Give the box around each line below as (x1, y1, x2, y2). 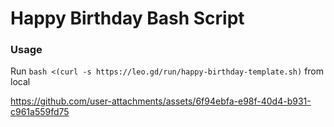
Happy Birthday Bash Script (10, 7, 245, 30)
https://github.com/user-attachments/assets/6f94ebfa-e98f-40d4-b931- (10, 95, 312, 107)
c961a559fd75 (10, 106, 70, 118)
